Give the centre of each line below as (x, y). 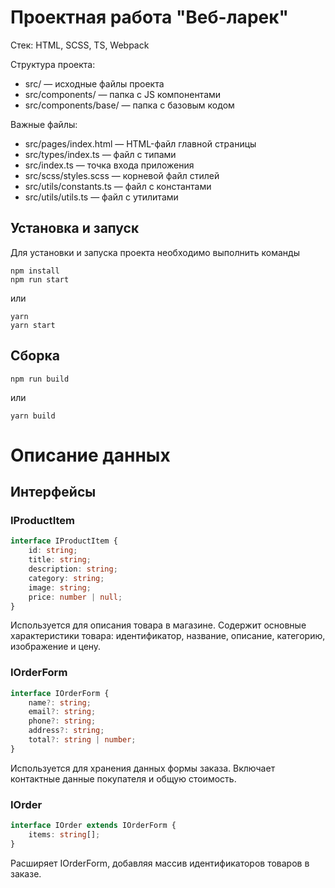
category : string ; (66, 578)
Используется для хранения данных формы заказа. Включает (143, 768)
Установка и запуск (75, 228)
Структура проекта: (53, 64)
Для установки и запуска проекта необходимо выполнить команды (155, 252)
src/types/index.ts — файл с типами (100, 154)
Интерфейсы (53, 492)
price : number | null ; (75, 597)
